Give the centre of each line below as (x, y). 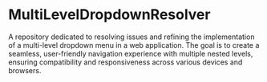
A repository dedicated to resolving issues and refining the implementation (131, 37)
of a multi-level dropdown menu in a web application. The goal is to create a (134, 45)
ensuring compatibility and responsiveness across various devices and (125, 62)
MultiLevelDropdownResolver (109, 15)
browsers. (25, 70)
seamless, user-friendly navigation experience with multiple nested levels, (131, 53)
